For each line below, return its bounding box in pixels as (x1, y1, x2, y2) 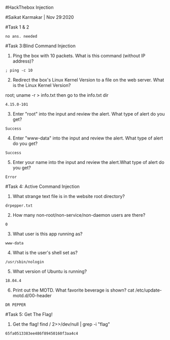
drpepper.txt (5, 203, 33, 208)
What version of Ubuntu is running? (12, 268, 87, 274)
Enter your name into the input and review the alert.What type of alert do (12, 159, 165, 165)
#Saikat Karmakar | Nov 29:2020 (5, 14, 74, 20)
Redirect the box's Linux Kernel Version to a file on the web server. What (12, 77, 164, 83)
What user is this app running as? (12, 231, 83, 237)
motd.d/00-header (12, 293, 52, 298)
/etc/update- (135, 287, 162, 293)
